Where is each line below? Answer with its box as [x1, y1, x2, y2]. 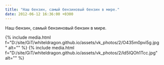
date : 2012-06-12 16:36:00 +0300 [5, 12, 74, 16]
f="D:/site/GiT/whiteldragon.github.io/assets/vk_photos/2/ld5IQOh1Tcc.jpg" [5, 49, 158, 56]
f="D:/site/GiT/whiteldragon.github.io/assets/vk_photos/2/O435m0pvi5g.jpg [5, 39, 160, 45]
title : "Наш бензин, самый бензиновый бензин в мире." [5, 7, 120, 12]
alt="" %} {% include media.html [8, 45, 75, 50]
